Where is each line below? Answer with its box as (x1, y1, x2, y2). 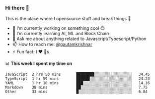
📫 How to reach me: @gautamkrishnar (12, 42, 92, 48)
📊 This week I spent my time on (5, 60, 73, 66)
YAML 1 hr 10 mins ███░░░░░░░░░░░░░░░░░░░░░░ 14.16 (5, 81, 150, 86)
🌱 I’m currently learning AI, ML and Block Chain (12, 31, 109, 37)
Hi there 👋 (5, 4, 30, 11)
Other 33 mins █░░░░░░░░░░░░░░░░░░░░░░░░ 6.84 (5, 89, 148, 95)
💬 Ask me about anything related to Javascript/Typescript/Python (12, 36, 147, 42)
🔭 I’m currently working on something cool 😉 (12, 25, 105, 31)
